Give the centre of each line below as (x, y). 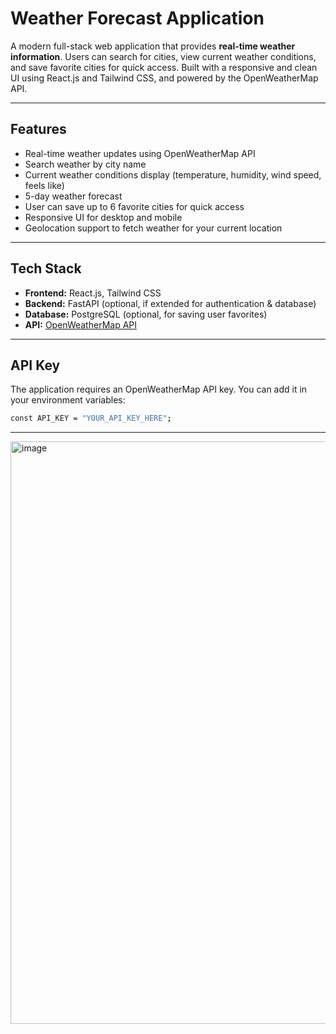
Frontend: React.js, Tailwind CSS (93, 293)
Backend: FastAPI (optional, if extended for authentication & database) (170, 303)
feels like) (44, 185)
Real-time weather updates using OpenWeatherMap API (140, 153)
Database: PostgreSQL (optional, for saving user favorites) (146, 314)
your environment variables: (68, 400)
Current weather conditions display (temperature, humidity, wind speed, (173, 174)
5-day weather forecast (73, 196)
